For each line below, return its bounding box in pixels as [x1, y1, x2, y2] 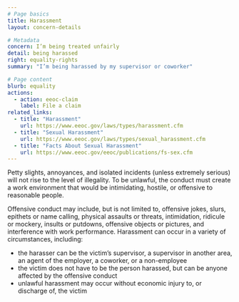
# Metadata [7, 36, 40, 43]
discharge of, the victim [17, 286, 88, 296]
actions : [7, 89, 34, 96]
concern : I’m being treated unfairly [7, 43, 120, 51]
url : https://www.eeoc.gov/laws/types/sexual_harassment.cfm [20, 135, 205, 142]
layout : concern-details [7, 24, 81, 31]
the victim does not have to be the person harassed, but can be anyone [17, 264, 228, 273]
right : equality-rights [7, 56, 78, 64]
